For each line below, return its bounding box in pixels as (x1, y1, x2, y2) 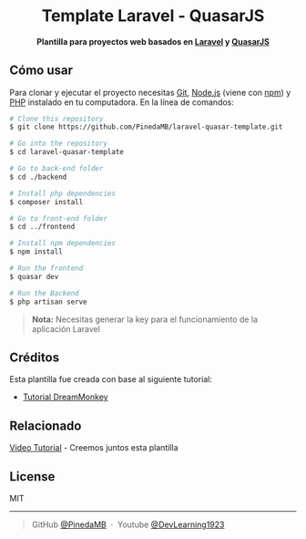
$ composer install (9, 197, 84, 206)
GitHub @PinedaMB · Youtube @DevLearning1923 (31, 519, 225, 530)
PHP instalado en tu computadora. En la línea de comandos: (9, 97, 235, 108)
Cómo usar (9, 63, 74, 78)
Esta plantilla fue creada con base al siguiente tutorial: (9, 374, 212, 385)
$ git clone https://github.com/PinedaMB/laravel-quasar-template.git (9, 122, 283, 132)
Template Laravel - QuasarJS (41, 5, 265, 26)
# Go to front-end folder (9, 213, 107, 223)
